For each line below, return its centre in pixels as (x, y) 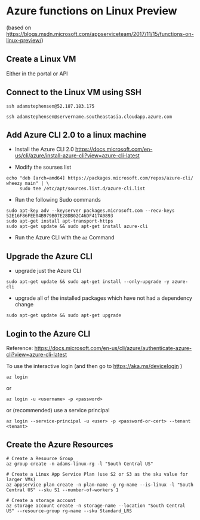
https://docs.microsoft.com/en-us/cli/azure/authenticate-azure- (113, 348)
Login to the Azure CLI (48, 334)
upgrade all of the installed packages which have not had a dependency (104, 298)
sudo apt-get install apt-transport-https (60, 221)
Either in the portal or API (37, 74)
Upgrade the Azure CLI (49, 256)
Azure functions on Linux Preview (92, 11)
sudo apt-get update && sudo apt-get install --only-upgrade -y (88, 282)
